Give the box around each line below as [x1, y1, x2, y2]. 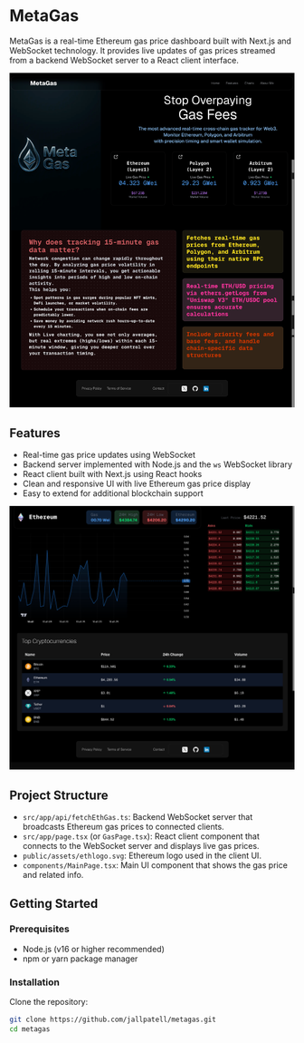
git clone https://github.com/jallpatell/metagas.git [9, 1015, 217, 1025]
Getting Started [9, 895, 99, 911]
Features [9, 425, 61, 441]
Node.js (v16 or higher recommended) [22, 943, 165, 954]
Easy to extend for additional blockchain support [22, 488, 204, 499]
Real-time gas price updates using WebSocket [22, 450, 196, 461]
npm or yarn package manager [22, 953, 138, 964]
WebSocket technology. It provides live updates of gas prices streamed [9, 44, 276, 55]
